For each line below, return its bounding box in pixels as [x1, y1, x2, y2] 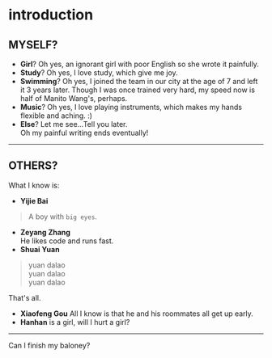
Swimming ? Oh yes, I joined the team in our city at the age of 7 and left [19, 77, 258, 86]
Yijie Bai [19, 196, 49, 205]
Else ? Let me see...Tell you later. [19, 120, 128, 128]
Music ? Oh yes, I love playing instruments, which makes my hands [19, 103, 243, 112]
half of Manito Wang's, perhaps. [19, 94, 128, 103]
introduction [8, 6, 94, 24]
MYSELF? [8, 38, 58, 52]
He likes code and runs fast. [19, 236, 114, 246]
